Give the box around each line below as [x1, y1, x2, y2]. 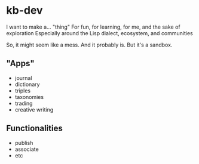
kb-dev [6, 4, 43, 17]
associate [14, 146, 39, 153]
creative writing [14, 106, 54, 113]
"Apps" [6, 58, 35, 69]
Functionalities [6, 123, 63, 134]
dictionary [14, 81, 40, 88]
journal [14, 74, 32, 81]
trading [14, 100, 33, 107]
